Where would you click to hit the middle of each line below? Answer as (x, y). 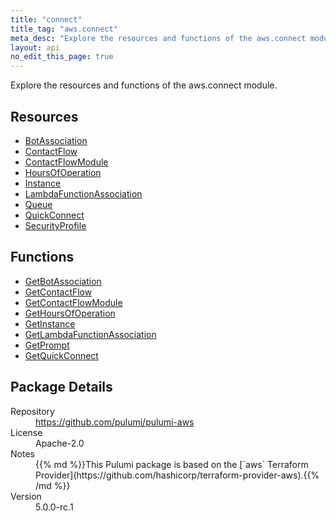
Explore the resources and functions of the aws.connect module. (144, 85)
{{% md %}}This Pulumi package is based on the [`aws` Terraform (172, 464)
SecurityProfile (55, 225)
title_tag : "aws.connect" (64, 29)
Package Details (61, 387)
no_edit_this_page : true (62, 57)
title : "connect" (46, 19)
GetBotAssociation (63, 281)
